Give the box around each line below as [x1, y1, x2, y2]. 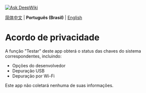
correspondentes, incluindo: [5, 53, 62, 59]
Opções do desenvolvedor [12, 62, 66, 68]
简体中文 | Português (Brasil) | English [5, 15, 83, 20]
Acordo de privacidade [5, 32, 100, 43]
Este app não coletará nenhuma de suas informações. [5, 82, 114, 88]
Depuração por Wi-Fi [12, 73, 55, 79]
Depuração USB [12, 68, 45, 74]
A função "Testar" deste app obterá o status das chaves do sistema [5, 48, 142, 54]
